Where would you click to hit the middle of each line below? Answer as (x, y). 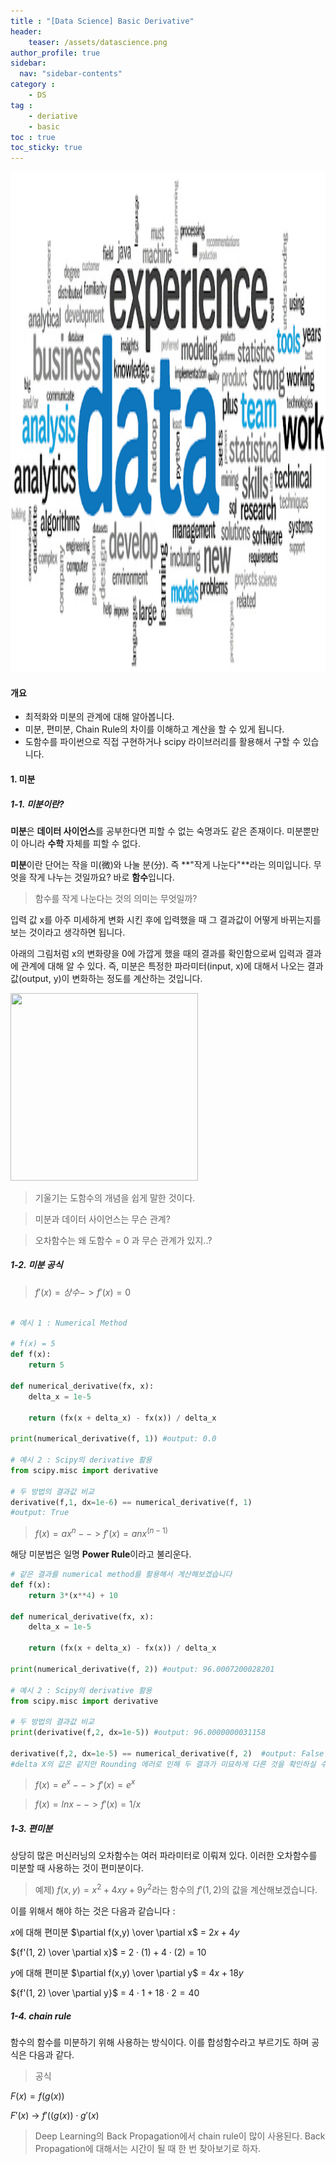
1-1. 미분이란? (37, 804)
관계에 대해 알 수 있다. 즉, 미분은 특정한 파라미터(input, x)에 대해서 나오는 (162, 966)
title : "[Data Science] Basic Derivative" (102, 21)
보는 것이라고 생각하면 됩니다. (68, 932)
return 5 (46, 1365)
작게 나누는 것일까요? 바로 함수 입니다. (101, 877)
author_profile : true (55, 53)
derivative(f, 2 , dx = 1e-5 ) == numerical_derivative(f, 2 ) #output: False (167, 1753)
